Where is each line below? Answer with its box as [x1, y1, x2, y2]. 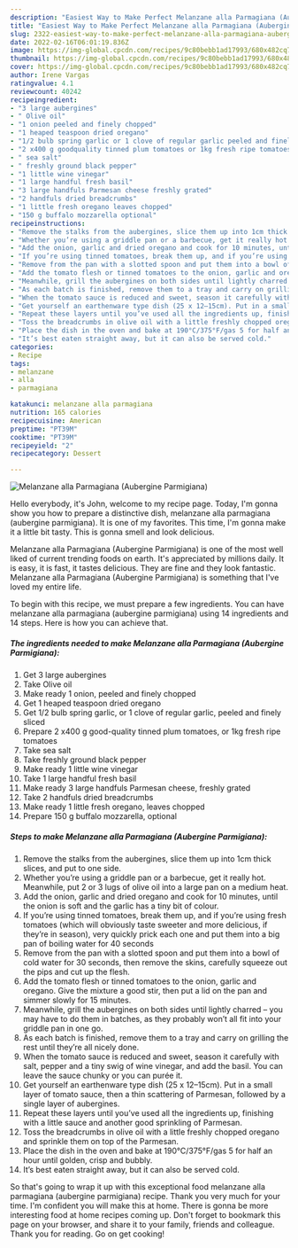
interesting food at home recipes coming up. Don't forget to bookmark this [10, 1210, 281, 1221]
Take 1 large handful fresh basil [22, 773, 137, 784]
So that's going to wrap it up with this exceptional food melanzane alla [10, 1182, 266, 1192]
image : [10, 46, 34, 55]
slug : [10, 29, 30, 38]
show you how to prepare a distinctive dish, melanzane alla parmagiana [10, 508, 271, 519]
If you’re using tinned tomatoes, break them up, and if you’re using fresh [22, 910, 287, 921]
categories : [10, 342, 54, 351]
